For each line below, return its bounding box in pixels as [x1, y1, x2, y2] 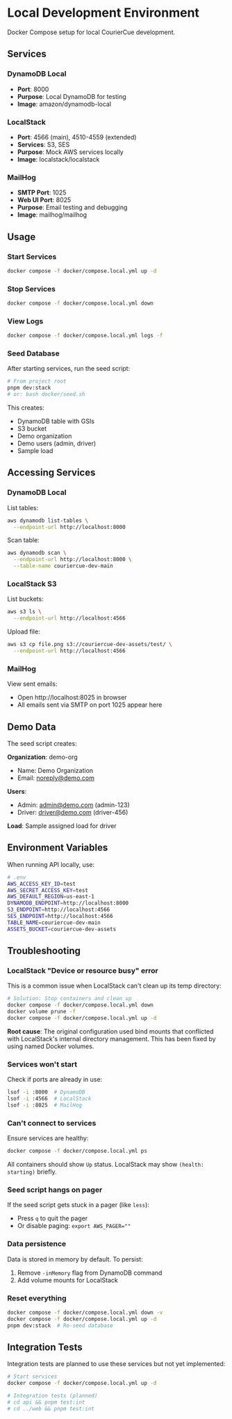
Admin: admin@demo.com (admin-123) [17, 801, 130, 809]
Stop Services [7, 284, 56, 293]
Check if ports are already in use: [7, 1075, 103, 1084]
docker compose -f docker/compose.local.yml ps [7, 1148, 148, 1155]
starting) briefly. [7, 1167, 57, 1176]
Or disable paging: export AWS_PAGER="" [17, 1222, 131, 1230]
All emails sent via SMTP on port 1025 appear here [17, 700, 163, 709]
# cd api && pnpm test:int [7, 1399, 85, 1406]
